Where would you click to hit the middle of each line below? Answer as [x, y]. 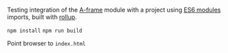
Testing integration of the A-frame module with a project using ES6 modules [114, 10]
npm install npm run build [45, 31]
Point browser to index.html [46, 43]
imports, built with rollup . [42, 17]
